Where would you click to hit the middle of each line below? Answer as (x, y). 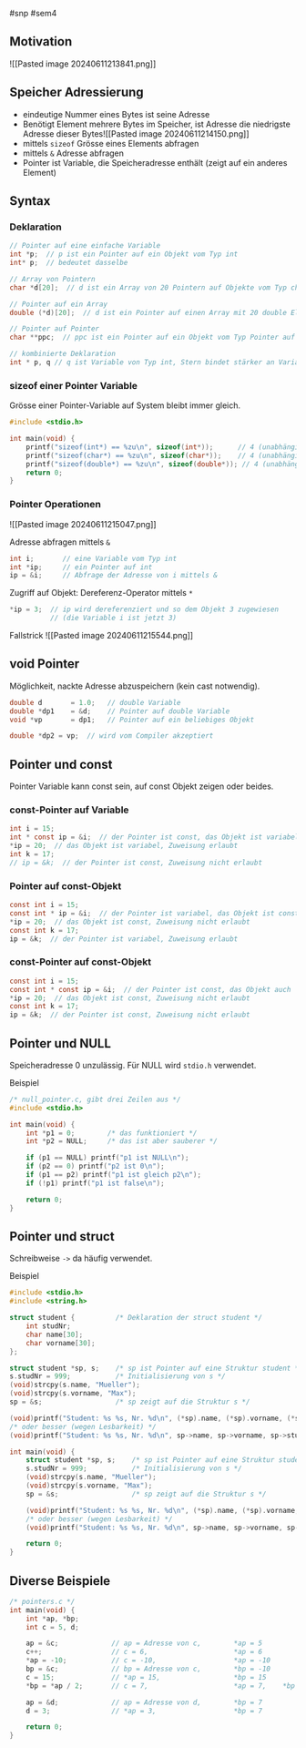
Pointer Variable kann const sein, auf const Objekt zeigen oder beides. (142, 786)
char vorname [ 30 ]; (61, 1343)
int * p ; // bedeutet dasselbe (69, 263)
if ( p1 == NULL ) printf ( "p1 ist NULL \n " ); (107, 1158)
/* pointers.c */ (42, 1601)
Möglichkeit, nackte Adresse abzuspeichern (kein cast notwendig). (135, 686)
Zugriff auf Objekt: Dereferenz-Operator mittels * (101, 593)
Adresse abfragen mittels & (60, 542)
